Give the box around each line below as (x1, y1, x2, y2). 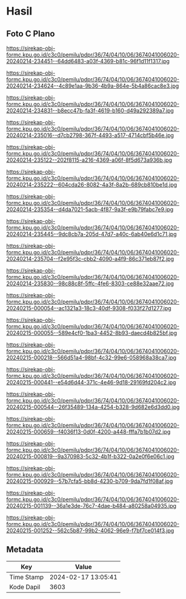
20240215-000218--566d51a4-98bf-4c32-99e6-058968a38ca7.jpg (6, 354, 177, 361)
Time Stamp (9, 573, 44, 581)
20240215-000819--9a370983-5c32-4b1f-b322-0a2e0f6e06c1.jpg (6, 453, 174, 460)
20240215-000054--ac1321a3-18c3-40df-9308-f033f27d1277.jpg (6, 305, 171, 311)
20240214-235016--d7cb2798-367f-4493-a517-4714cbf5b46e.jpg (6, 132, 174, 139)
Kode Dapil (9, 583, 41, 591)
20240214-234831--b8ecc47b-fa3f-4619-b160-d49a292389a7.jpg (6, 107, 174, 114)
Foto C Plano (6, 29, 55, 39)
